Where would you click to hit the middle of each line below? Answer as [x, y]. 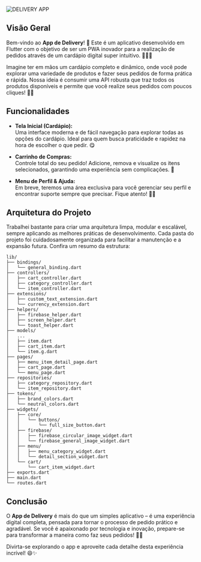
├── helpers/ [22, 310]
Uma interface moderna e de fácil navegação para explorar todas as [99, 132]
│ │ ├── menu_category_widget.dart [56, 452]
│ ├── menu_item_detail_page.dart [52, 362]
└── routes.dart [26, 483]
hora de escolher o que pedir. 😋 [55, 145]
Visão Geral [28, 28]
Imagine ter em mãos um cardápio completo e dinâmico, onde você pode [97, 67]
